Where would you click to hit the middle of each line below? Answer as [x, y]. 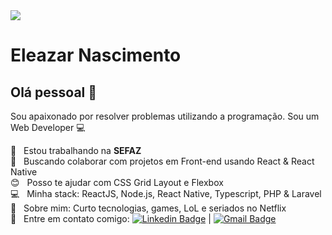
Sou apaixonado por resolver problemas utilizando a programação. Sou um [165, 116]
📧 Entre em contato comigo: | [111, 218]
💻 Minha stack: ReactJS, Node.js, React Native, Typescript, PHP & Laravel [166, 193]
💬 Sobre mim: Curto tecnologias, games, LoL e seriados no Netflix [148, 208]
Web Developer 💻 [48, 127]
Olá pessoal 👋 [54, 92]
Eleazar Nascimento [96, 55]
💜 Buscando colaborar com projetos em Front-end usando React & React [162, 161]
